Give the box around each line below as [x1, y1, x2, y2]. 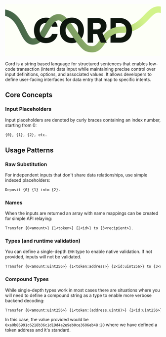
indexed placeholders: [5, 177, 50, 183]
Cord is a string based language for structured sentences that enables [5, 61, 148, 67]
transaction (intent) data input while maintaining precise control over [16, 66, 156, 72]
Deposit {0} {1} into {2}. [5, 187, 61, 193]
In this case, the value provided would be [5, 317, 89, 323]
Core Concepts [5, 91, 53, 99]
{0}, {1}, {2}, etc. [5, 132, 48, 137]
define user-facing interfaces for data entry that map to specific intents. [5, 76, 152, 83]
